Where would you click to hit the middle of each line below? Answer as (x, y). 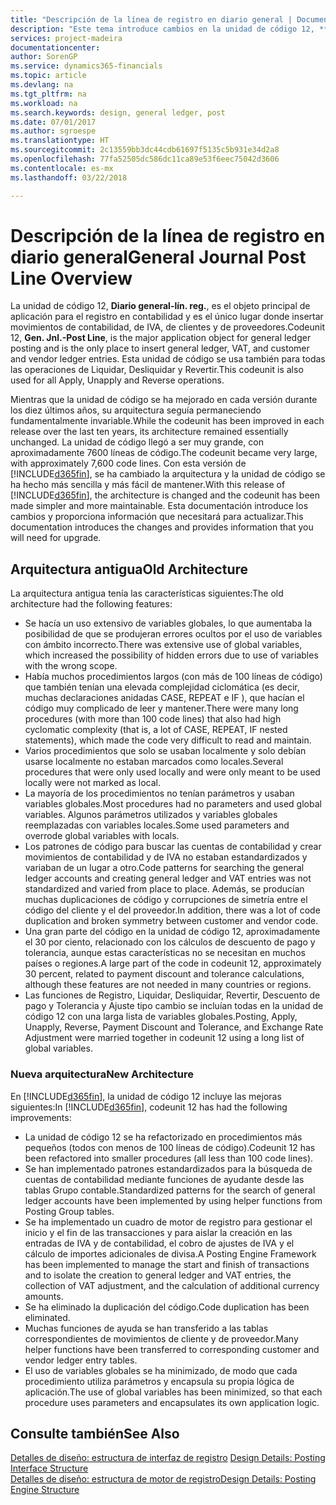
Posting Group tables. (69, 1211)
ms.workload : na (44, 103)
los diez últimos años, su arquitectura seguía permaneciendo (136, 410)
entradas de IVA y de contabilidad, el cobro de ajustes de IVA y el (159, 1243)
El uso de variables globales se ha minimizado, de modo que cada (161, 1370)
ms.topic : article (48, 76)
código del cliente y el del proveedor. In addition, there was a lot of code (172, 910)
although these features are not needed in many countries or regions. (168, 985)
